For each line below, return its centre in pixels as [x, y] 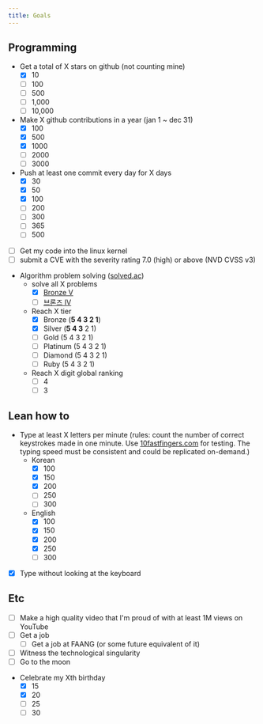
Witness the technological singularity [80, 653]
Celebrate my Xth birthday [62, 677]
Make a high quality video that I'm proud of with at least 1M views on [131, 617]
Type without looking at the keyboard [80, 573]
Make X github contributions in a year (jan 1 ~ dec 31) [106, 119]
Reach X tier [51, 311]
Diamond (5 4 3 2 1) [75, 355]
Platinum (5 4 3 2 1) [75, 346]
